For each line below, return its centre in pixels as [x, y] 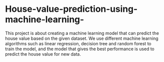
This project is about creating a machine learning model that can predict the [82, 33]
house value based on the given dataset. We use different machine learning [82, 38]
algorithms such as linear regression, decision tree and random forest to [78, 43]
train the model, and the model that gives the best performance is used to [80, 49]
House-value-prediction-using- [71, 9]
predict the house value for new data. [43, 54]
